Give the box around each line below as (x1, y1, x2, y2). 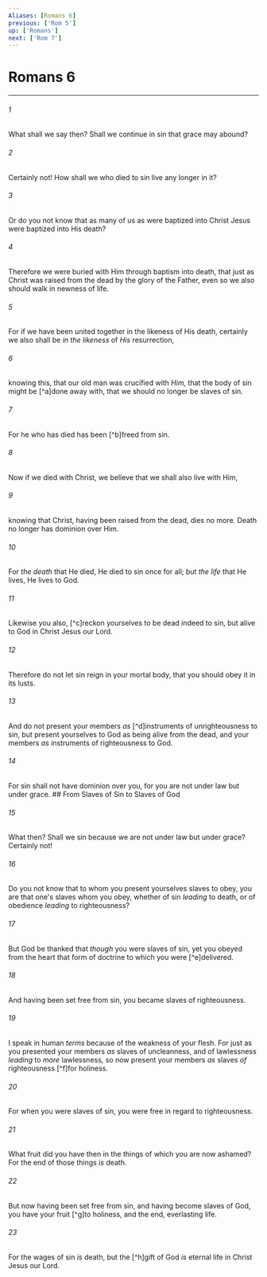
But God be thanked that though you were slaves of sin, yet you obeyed (8, 944, 243, 953)
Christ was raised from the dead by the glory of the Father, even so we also (8, 276, 255, 285)
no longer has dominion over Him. (8, 524, 119, 534)
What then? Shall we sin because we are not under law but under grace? (8, 832, 246, 842)
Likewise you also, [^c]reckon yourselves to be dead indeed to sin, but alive (8, 619, 256, 628)
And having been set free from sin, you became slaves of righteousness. (8, 995, 246, 1004)
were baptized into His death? (8, 224, 106, 234)
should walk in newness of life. (8, 284, 110, 293)
